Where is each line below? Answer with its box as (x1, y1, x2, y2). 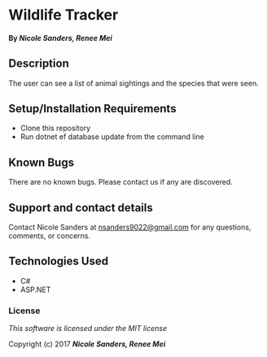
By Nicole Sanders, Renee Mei (8, 33, 112, 42)
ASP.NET (20, 285, 51, 294)
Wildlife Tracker (8, 6, 119, 24)
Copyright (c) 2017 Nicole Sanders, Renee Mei (8, 339, 166, 349)
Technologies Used (8, 255, 108, 268)
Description (8, 57, 69, 71)
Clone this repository (20, 124, 91, 133)
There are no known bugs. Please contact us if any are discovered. (8, 177, 234, 187)
